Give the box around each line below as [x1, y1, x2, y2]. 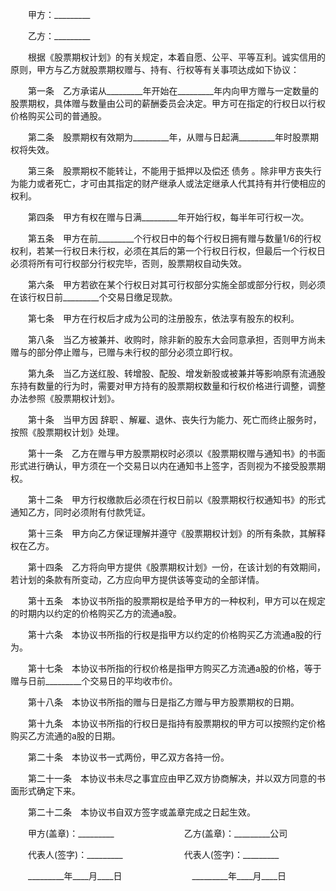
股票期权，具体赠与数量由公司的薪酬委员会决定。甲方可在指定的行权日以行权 [10, 98, 326, 109]
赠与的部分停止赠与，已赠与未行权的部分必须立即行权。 [10, 346, 238, 358]
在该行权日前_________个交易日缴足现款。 [10, 291, 178, 303]
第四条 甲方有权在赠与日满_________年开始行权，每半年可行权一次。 [27, 211, 310, 223]
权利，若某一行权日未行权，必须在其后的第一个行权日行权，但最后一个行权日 [10, 245, 326, 257]
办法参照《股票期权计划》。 [10, 393, 120, 404]
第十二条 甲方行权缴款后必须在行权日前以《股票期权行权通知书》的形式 [27, 494, 326, 505]
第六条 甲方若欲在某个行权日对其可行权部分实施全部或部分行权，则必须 [27, 279, 326, 290]
